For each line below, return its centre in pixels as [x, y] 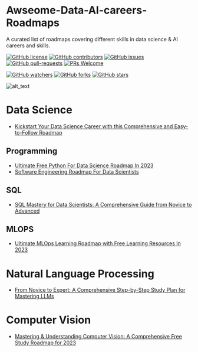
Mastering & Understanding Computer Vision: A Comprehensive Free [98, 337]
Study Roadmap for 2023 [45, 343]
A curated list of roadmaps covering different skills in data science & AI [92, 39]
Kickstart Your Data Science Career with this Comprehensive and [94, 126]
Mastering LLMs [34, 296]
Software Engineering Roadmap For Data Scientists [77, 171]
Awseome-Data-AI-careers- [77, 10]
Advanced [27, 211]
